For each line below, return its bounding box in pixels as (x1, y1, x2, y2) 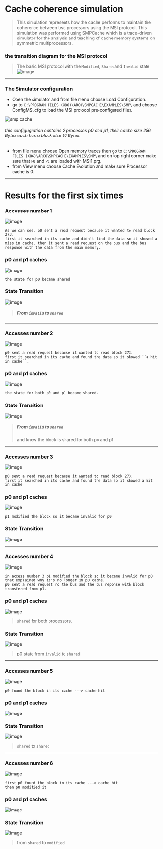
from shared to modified (16, 840, 65, 846)
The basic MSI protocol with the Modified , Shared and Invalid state (16, 63, 150, 69)
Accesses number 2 (5, 330, 53, 337)
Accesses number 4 (5, 553, 53, 560)
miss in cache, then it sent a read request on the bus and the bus (5, 241, 147, 246)
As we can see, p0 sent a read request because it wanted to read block (5, 228, 155, 233)
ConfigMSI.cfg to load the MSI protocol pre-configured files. (12, 107, 133, 113)
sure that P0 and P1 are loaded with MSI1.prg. (12, 158, 102, 164)
